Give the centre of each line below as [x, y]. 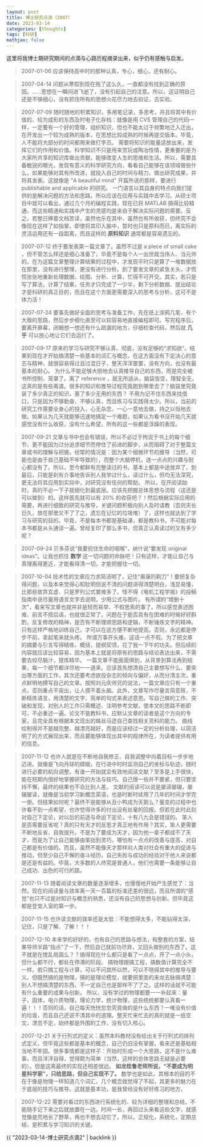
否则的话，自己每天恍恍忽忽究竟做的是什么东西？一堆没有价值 [119, 1008]
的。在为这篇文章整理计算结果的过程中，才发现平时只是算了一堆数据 [106, 261]
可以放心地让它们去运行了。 [63, 335]
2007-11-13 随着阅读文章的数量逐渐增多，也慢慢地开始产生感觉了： [105, 883]
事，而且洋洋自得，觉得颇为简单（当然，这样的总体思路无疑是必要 [103, 1058]
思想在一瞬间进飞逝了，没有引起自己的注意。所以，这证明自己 [118, 91]
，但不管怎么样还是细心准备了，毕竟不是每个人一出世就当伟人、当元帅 [109, 254]
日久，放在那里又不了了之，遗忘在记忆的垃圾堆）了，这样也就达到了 [106, 513]
